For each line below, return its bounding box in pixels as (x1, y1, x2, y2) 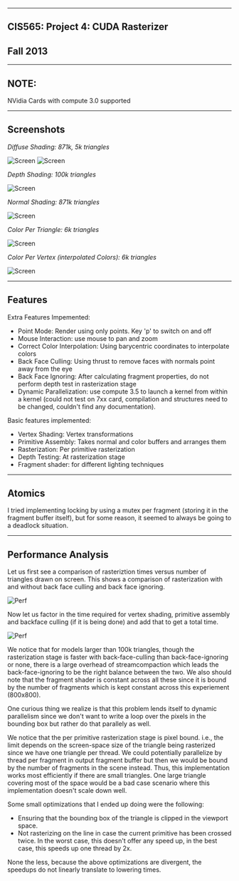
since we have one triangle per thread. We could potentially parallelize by (7, 749, 223, 757)
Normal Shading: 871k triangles (7, 197, 100, 206)
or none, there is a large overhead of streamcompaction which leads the (7, 660, 219, 669)
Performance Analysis (7, 549, 109, 561)
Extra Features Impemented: (7, 312, 90, 321)
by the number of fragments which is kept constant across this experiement (7, 683, 230, 692)
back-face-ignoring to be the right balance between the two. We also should (7, 668, 232, 677)
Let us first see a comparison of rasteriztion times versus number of (7, 567, 207, 576)
